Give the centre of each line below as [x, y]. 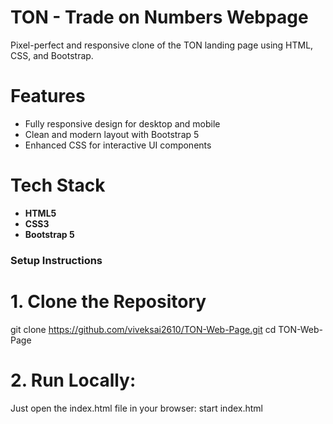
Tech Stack [58, 185]
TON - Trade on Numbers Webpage [159, 17]
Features [48, 96]
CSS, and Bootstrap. [52, 55]
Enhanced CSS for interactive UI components [118, 145]
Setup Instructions [56, 260]
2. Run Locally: [73, 380]
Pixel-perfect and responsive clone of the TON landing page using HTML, [162, 45]
